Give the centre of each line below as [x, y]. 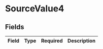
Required [52, 41]
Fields [15, 27]
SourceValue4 [35, 9]
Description [82, 41]
